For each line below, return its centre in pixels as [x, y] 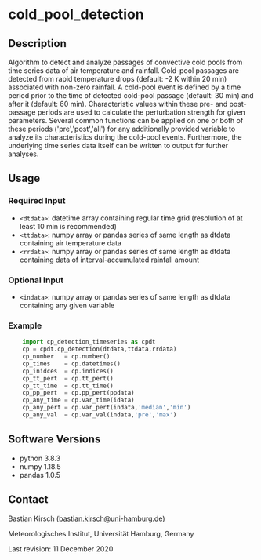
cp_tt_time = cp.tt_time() [68, 386]
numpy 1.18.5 [40, 466]
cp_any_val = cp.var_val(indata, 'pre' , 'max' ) [100, 415]
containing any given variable [67, 305]
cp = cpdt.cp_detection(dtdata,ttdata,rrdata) [100, 349]
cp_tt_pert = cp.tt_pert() [68, 378]
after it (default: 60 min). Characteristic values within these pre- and [118, 104]
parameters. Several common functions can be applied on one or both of [126, 120]
